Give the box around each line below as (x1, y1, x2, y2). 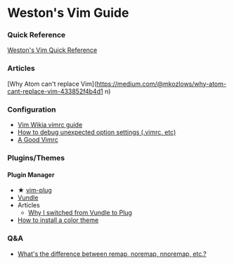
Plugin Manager (7, 170, 55, 179)
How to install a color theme (17, 216, 99, 224)
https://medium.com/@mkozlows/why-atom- (96, 79, 227, 88)
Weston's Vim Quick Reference (7, 46, 98, 54)
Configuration (7, 104, 56, 114)
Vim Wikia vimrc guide (17, 121, 83, 129)
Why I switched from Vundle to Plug (27, 209, 132, 217)
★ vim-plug (17, 186, 53, 195)
